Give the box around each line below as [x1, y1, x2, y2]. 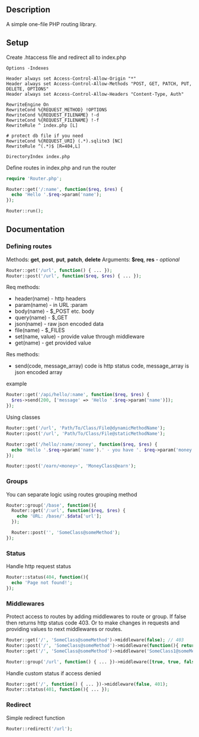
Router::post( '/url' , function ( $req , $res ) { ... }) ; [6, 273, 142, 279]
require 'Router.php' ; [6, 175, 62, 181]
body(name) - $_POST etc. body [14, 308, 95, 315]
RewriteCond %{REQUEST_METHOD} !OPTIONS [6, 106, 108, 112]
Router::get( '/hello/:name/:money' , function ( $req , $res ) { [6, 441, 158, 447]
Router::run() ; [6, 208, 44, 214]
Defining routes [6, 242, 52, 250]
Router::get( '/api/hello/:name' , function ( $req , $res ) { [6, 392, 150, 398]
